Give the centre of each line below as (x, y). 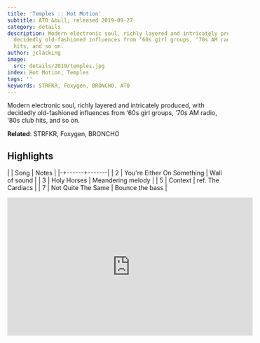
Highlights (30, 156)
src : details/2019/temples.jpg (59, 66)
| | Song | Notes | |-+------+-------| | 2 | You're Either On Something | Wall (115, 173)
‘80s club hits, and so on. (44, 121)
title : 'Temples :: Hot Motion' (54, 14)
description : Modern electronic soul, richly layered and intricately (112, 33)
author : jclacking (34, 53)
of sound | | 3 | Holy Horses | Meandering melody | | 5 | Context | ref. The (113, 180)
